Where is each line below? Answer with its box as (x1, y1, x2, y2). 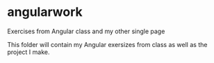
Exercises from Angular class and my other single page (7, 27, 165, 35)
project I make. (7, 48, 50, 56)
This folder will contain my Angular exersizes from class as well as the (7, 40, 208, 48)
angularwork (7, 4, 83, 20)
